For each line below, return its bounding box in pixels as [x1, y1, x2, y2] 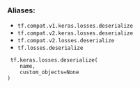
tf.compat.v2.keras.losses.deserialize [17, 30, 134, 37]
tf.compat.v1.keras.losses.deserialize [17, 23, 134, 30]
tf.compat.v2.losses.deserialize [17, 37, 115, 44]
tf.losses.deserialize [17, 44, 84, 52]
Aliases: [7, 6, 36, 15]
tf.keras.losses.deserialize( [10, 57, 98, 64]
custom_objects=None [20, 69, 79, 76]
